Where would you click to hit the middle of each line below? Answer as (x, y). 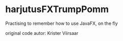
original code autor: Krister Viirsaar (42, 33)
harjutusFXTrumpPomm (57, 9)
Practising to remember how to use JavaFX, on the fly (61, 23)
